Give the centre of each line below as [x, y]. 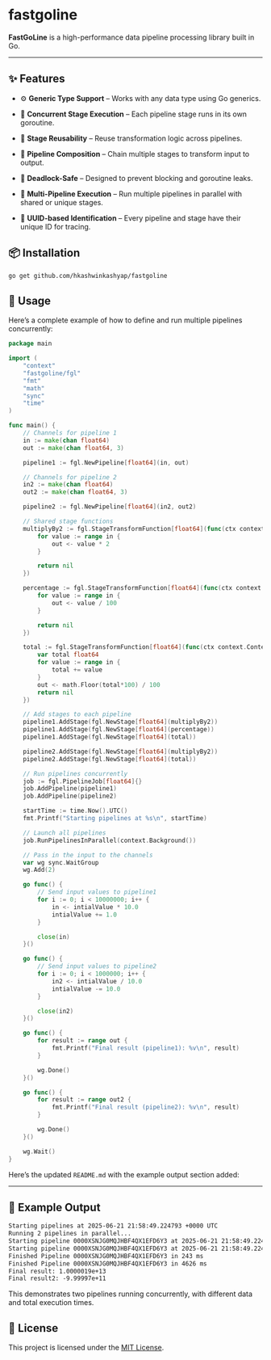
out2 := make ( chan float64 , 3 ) [75, 492]
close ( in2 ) [56, 1011]
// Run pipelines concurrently [75, 773]
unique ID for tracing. [55, 226]
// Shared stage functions [68, 521]
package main [30, 344]
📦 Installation [44, 253]
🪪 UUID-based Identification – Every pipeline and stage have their [131, 218]
